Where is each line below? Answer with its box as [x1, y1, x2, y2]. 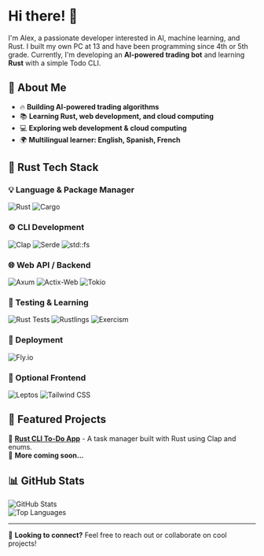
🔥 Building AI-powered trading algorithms [19, 102, 159, 111]
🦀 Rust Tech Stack [8, 161, 99, 174]
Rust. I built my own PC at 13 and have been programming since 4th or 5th [8, 41, 249, 50]
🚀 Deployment [8, 335, 64, 346]
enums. [8, 442, 33, 451]
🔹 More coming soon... [8, 450, 84, 460]
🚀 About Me [8, 81, 67, 95]
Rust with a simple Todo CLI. [8, 58, 101, 68]
